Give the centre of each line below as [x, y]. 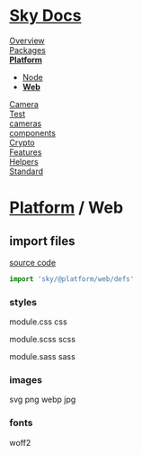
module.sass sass [43, 357]
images [26, 380]
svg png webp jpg [43, 400]
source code [33, 262]
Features [26, 152]
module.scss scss [43, 340]
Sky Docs [45, 16]
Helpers [24, 161]
